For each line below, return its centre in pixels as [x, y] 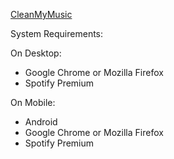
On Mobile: [33, 102]
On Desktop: [36, 53]
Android [41, 122]
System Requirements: [57, 33]
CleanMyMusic [41, 14]
